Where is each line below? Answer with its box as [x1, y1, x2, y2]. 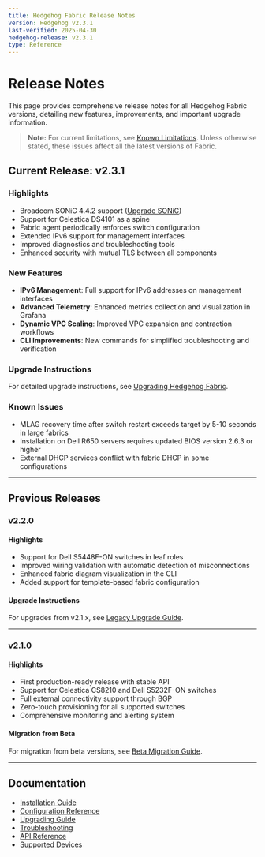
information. [8, 118, 48, 127]
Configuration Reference [19, 806, 100, 815]
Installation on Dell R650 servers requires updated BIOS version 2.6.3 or [19, 436, 254, 446]
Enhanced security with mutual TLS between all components [19, 248, 217, 257]
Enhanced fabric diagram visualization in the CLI [19, 569, 177, 578]
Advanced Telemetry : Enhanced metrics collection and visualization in [19, 302, 251, 312]
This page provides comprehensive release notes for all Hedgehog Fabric [8, 101, 247, 110]
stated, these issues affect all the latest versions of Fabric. [27, 141, 218, 151]
